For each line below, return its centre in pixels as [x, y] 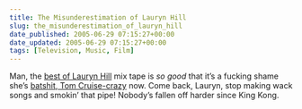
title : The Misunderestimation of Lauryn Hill [98, 17]
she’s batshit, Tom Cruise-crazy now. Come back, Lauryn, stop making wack [151, 86]
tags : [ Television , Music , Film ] [72, 51]
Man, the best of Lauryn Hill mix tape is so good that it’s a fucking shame [144, 76]
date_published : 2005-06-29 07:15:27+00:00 [92, 34]
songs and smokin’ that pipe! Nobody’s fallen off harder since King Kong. [144, 96]
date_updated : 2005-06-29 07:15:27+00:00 [88, 42]
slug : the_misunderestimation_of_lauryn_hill [96, 26]
